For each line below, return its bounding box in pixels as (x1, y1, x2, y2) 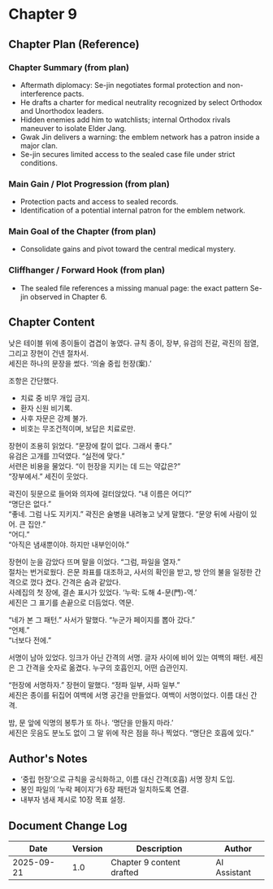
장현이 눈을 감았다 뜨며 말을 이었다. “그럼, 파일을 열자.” (8, 557, 181, 567)
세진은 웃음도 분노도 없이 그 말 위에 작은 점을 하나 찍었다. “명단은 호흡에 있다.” (8, 728, 254, 738)
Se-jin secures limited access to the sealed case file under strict (19, 149, 236, 159)
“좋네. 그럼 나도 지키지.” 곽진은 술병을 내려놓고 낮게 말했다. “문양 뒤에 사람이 (8, 509, 249, 519)
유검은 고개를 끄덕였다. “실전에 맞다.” (8, 451, 125, 461)
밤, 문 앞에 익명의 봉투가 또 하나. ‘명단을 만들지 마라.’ (8, 717, 174, 727)
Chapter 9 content (110, 856, 181, 868)
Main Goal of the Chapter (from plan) (8, 226, 157, 237)
